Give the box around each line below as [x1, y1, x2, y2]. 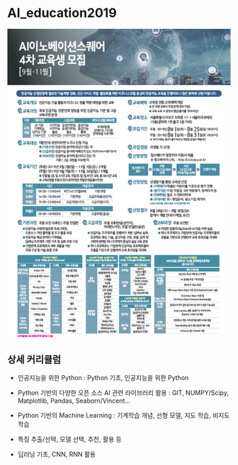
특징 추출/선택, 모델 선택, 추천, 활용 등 [17, 435, 122, 444]
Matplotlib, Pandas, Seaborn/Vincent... [17, 396, 131, 405]
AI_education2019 [7, 5, 117, 21]
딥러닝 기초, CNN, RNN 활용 [17, 450, 96, 459]
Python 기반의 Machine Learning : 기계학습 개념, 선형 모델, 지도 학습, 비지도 [17, 411, 230, 420]
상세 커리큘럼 [7, 353, 62, 365]
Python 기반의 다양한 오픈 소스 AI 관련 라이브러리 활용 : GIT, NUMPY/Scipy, [17, 389, 229, 397]
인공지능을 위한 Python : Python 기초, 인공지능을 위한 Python [17, 374, 189, 382]
